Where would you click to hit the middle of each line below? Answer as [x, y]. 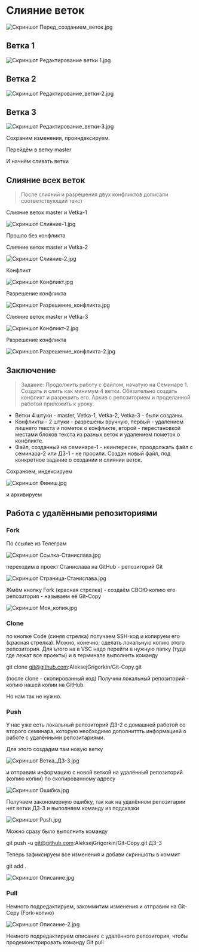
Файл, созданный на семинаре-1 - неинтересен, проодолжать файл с [104, 447]
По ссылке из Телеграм [36, 543]
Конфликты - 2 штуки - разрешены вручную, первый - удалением [99, 422]
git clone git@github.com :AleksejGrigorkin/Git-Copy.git [74, 667]
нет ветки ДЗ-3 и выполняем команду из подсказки [73, 808]
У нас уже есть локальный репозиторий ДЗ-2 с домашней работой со [96, 725]
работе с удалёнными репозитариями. [56, 738]
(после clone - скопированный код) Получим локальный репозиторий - [98, 678]
